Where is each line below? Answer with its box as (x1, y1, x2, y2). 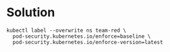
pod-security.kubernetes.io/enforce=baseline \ (12, 32, 151, 40)
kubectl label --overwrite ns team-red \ (6, 27, 127, 34)
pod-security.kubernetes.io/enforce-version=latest (12, 38, 164, 45)
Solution (6, 5, 56, 20)
